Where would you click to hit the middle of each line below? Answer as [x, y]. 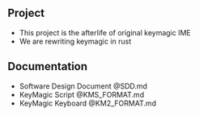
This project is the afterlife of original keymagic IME [105, 32]
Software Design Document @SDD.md [83, 86]
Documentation [48, 66]
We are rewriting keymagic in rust [75, 41]
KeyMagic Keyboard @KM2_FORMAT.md [88, 103]
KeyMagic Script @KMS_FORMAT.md [82, 94]
